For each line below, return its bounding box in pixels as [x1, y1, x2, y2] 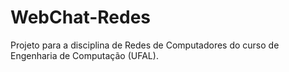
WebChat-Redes [10, 6, 152, 29]
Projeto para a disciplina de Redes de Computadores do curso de [10, 39, 280, 51]
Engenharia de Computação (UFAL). [10, 49, 159, 61]
